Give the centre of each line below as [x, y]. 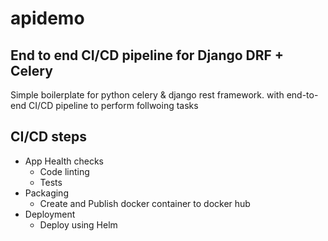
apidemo [47, 18]
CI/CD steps [49, 137]
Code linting [64, 171]
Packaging [46, 193]
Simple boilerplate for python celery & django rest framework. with [147, 95]
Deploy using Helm [78, 224]
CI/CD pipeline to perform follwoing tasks [113, 105]
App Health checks [64, 161]
